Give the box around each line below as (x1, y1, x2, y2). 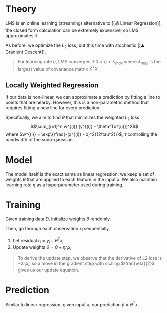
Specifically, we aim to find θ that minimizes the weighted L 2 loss (5, 114, 139, 121)
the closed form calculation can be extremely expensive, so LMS (5, 27, 139, 33)
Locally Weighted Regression (5, 81, 99, 89)
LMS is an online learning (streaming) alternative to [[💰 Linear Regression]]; (5, 20, 162, 26)
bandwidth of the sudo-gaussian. (5, 136, 74, 142)
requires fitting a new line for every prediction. (5, 105, 101, 111)
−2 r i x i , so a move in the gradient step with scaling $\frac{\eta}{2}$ (17, 260, 155, 267)
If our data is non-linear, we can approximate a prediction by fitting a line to (5, 94, 160, 100)
